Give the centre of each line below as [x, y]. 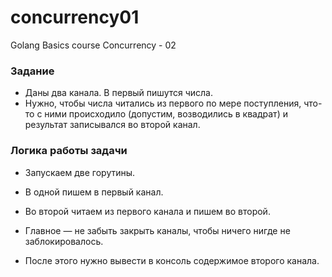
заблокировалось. [64, 241]
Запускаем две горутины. [80, 172]
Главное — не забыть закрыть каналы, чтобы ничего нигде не [157, 230]
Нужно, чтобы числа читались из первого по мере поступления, [163, 103]
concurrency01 [75, 17]
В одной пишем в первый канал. [94, 192]
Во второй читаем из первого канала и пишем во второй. [147, 211]
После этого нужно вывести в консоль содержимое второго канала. [172, 260]
